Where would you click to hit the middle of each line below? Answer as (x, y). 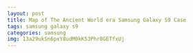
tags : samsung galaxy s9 (43, 26)
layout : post (26, 13)
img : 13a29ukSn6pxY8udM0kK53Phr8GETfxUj (66, 39)
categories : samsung (37, 33)
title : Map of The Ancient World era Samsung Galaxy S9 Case (97, 20)
